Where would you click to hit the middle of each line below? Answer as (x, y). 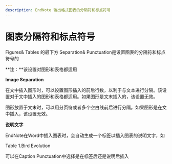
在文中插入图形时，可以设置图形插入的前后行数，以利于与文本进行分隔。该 (84, 90)
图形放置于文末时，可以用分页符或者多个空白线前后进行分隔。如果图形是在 (84, 107)
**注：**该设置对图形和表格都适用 (41, 69)
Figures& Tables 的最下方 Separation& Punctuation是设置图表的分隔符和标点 (85, 52)
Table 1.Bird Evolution (28, 146)
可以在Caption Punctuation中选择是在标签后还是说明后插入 (67, 156)
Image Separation (25, 79)
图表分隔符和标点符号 (50, 37)
